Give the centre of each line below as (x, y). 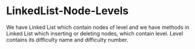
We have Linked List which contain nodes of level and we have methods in (98, 27)
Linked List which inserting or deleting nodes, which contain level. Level (95, 33)
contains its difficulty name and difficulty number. (67, 40)
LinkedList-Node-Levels (67, 11)
